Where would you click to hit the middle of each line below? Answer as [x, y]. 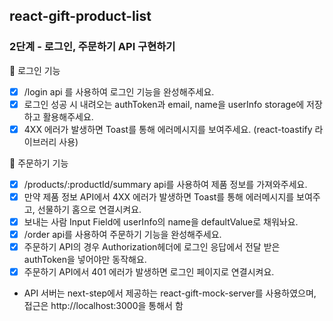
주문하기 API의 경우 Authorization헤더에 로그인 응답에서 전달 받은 [152, 247]
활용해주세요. [68, 116]
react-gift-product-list [80, 16]
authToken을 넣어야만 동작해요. [85, 260]
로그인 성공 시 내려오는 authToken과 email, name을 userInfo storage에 [164, 104]
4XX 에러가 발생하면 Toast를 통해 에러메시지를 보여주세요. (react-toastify [168, 129]
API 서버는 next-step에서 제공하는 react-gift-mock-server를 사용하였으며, [170, 293]
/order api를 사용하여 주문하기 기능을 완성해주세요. [122, 235]
